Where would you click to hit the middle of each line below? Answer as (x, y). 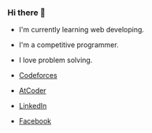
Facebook (35, 121)
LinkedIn (33, 106)
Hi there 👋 (27, 13)
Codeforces (38, 76)
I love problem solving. (56, 60)
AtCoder (32, 91)
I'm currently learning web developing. (82, 30)
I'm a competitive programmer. (69, 45)
